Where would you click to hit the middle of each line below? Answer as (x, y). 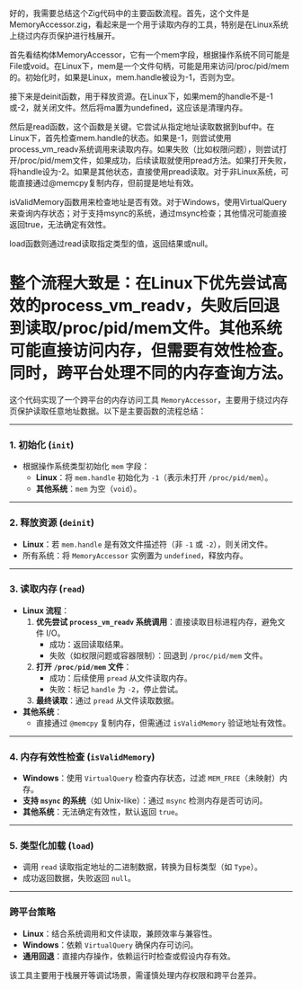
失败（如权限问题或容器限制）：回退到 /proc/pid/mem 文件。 (158, 655)
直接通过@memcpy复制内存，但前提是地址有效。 (108, 183)
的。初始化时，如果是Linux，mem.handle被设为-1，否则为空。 (124, 77)
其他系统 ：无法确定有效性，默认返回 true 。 (102, 812)
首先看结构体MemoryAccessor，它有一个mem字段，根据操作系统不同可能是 (150, 55)
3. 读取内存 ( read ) (47, 589)
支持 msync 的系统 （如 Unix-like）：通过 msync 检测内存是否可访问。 (145, 801)
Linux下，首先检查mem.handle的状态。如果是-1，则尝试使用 (120, 138)
